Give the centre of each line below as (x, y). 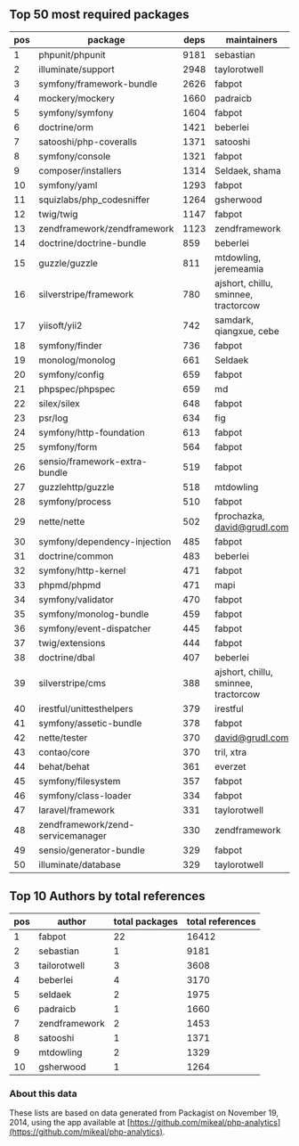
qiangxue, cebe (247, 331)
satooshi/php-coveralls (88, 142)
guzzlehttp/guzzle (77, 487)
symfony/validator (76, 599)
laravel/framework (77, 810)
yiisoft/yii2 (61, 325)
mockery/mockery (77, 98)
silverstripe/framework (86, 294)
